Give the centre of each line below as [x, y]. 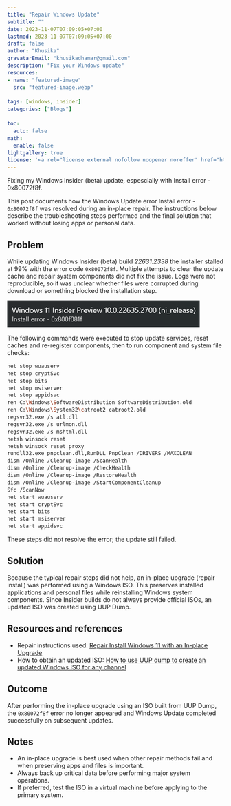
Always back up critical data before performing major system [104, 773]
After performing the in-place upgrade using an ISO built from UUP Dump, [112, 705]
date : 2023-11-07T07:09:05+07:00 [55, 29]
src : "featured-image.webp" [54, 87]
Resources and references [65, 628]
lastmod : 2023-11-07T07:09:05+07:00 [59, 37]
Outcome [27, 689]
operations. [33, 780]
